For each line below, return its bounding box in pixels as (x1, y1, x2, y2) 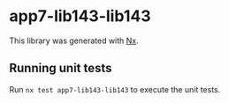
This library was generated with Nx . (9, 35, 139, 46)
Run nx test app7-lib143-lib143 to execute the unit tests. (9, 84, 221, 94)
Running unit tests (9, 61, 112, 76)
